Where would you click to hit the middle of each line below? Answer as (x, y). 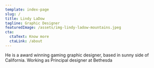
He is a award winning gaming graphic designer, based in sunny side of (77, 55)
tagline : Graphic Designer (33, 23)
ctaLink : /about (26, 41)
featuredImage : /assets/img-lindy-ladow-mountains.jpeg (63, 28)
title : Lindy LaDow (25, 18)
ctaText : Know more (29, 37)
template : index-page (27, 9)
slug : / (13, 14)
